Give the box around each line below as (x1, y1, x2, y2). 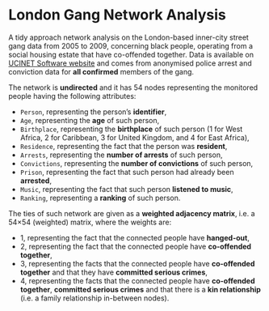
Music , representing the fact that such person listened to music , (19, 184, 233, 194)
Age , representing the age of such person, (19, 115, 160, 125)
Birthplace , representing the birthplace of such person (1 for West (19, 124, 243, 134)
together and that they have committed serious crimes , (19, 267, 208, 277)
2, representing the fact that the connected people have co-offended (19, 241, 252, 251)
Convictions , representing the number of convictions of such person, (19, 158, 254, 168)
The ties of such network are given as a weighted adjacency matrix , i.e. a (8, 208, 256, 218)
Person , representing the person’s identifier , (19, 107, 167, 117)
